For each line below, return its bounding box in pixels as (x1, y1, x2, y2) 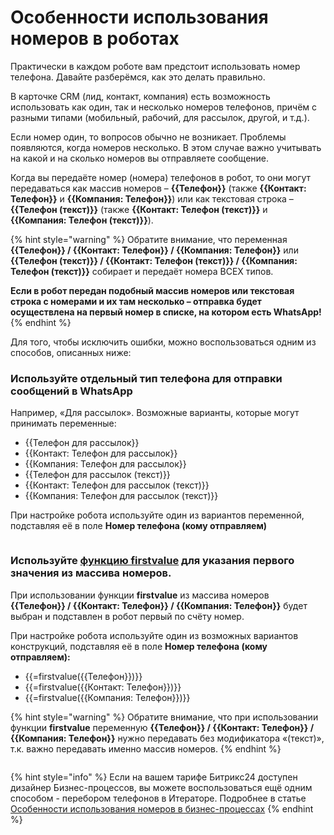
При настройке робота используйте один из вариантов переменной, (10, 509, 305, 521)
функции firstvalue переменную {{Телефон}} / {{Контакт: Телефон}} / (10, 721, 315, 733)
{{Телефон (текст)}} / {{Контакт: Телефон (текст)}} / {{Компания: (10, 254, 298, 266)
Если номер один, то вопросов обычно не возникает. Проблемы (10, 131, 287, 143)
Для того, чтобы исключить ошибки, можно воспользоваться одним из (10, 336, 317, 348)
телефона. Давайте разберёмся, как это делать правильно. (10, 71, 266, 83)
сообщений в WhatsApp (10, 384, 133, 398)
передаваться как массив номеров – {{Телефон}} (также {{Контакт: (10, 182, 307, 194)
